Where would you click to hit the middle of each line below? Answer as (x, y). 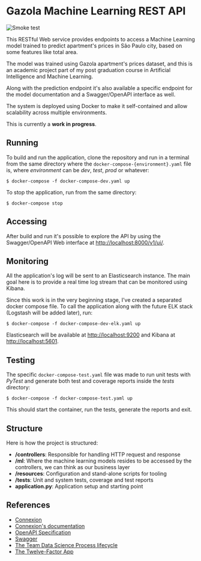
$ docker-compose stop (34, 203)
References (28, 505)
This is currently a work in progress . (52, 124)
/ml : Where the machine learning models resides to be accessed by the (103, 461)
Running (22, 143)
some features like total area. (42, 52)
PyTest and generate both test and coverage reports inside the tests (90, 381)
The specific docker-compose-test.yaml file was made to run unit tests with (98, 375)
